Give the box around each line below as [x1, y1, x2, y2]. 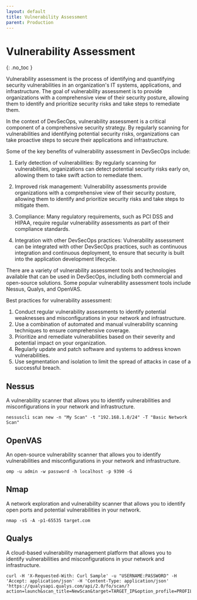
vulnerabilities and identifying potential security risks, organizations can [6, 130, 180, 138]
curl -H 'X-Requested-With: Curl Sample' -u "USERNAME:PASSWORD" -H [6, 572, 177, 579]
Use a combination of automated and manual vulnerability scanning [14, 321, 178, 328]
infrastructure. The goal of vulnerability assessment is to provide [6, 88, 162, 95]
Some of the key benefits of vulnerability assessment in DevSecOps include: [6, 148, 191, 155]
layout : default [6, 8, 46, 15]
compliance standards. [14, 226, 70, 233]
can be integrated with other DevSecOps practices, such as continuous [14, 243, 188, 250]
